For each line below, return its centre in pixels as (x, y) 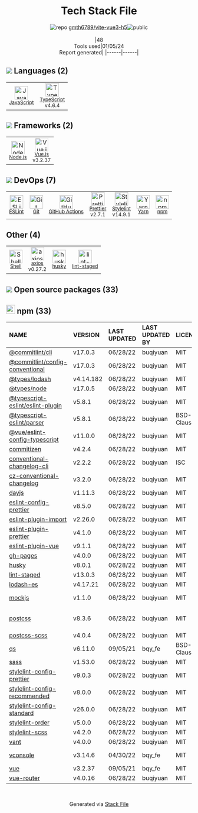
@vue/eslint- (27, 432)
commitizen (25, 449)
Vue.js (42, 154)
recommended (29, 696)
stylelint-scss (28, 733)
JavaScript (22, 102)
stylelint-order (29, 723)
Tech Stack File (99, 11)
